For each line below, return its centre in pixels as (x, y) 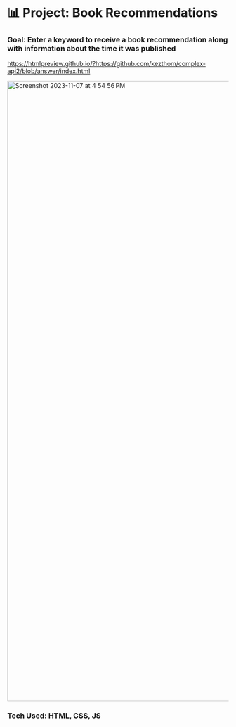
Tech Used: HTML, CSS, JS (54, 716)
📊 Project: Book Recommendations (113, 13)
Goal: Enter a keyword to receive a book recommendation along (118, 40)
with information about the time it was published (92, 49)
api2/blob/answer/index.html (49, 71)
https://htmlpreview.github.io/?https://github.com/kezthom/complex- (106, 64)
